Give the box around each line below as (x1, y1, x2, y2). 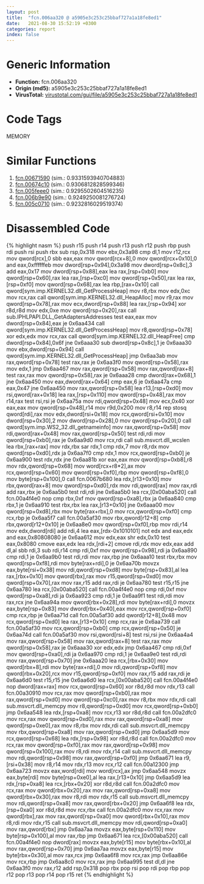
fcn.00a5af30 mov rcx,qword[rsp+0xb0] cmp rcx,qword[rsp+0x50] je (6, 624, 181, 632)
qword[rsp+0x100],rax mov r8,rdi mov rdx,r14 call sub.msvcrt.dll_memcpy (6, 747, 192, 755)
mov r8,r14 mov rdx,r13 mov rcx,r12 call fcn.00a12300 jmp (34, 761, 180, 768)
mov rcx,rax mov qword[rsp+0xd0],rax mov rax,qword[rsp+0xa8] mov (6, 715, 183, 722)
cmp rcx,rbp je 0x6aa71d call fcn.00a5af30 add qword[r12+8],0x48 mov (6, 611, 188, 618)
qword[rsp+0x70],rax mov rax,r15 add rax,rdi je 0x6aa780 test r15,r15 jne (6, 579, 189, 586)
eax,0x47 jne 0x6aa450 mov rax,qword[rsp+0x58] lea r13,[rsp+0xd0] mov (6, 384, 193, 391)
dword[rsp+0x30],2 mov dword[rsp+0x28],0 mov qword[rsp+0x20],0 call (6, 416, 192, 424)
